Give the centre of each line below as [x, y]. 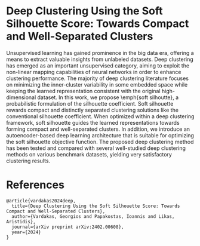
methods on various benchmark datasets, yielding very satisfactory [89, 154]
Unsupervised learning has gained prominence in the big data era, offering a [100, 53]
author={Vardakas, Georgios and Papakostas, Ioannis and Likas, [93, 216]
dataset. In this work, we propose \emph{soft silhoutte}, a [108, 97]
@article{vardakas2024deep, [41, 201]
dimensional [21, 97]
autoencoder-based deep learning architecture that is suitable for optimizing [100, 135]
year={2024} [27, 232]
